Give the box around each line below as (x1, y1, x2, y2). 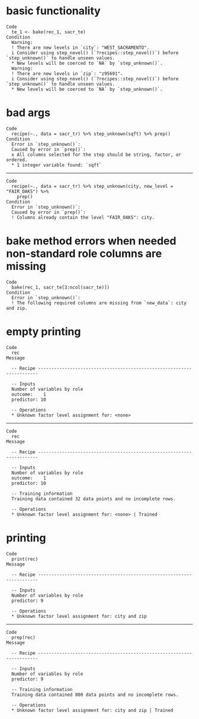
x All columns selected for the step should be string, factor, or (11, 152, 182, 158)
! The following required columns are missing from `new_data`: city (11, 300, 187, 306)
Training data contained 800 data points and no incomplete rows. (11, 692, 179, 698)
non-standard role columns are (6, 247, 162, 260)
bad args (6, 106, 50, 120)
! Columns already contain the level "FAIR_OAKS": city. (11, 214, 155, 221)
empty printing (6, 325, 81, 338)
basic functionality (6, 4, 101, 18)
